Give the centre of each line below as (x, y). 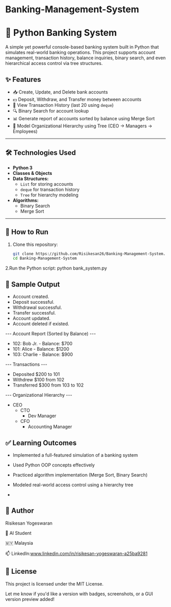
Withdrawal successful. (37, 307)
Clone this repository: (35, 244)
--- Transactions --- (26, 365)
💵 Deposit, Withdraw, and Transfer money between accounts (77, 99)
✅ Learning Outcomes (41, 443)
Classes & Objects (32, 173)
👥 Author (20, 511)
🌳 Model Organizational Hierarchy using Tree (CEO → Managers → (82, 126)
